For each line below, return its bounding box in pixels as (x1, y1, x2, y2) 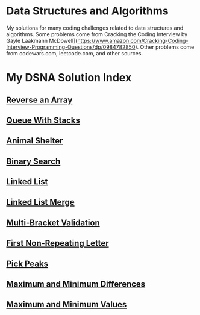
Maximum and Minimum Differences (6, 279, 146, 290)
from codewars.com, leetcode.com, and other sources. (6, 49, 143, 57)
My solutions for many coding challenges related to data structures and (6, 24, 184, 31)
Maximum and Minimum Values (6, 299, 127, 310)
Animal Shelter (6, 136, 63, 146)
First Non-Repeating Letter (6, 238, 110, 248)
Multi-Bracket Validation (6, 217, 101, 228)
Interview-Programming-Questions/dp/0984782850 (6, 43, 136, 51)
